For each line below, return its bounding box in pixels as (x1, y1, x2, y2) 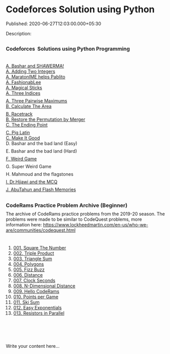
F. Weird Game (6, 155, 37, 162)
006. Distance (13, 272, 43, 278)
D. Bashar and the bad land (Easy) (6, 140, 78, 147)
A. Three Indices (6, 90, 40, 96)
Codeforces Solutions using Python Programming (6, 45, 130, 52)
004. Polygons (13, 261, 44, 267)
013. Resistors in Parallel (13, 310, 65, 316)
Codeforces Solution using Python (6, 4, 155, 15)
